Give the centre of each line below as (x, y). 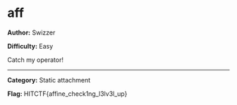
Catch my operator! (36, 60)
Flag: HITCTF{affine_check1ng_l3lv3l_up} (67, 94)
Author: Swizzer (31, 32)
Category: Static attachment (49, 80)
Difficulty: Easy (30, 46)
